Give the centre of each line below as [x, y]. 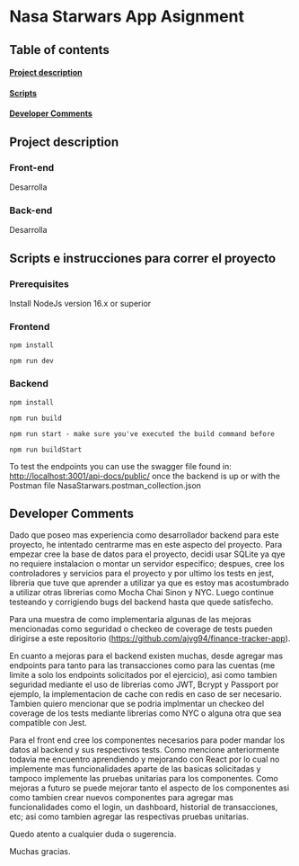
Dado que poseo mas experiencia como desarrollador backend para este [145, 535]
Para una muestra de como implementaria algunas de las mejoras [130, 620]
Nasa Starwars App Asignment [127, 17]
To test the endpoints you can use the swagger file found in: [120, 466]
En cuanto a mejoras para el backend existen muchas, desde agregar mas [146, 656]
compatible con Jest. [48, 723]
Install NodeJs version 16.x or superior [80, 304]
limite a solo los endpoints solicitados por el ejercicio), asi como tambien [143, 675]
